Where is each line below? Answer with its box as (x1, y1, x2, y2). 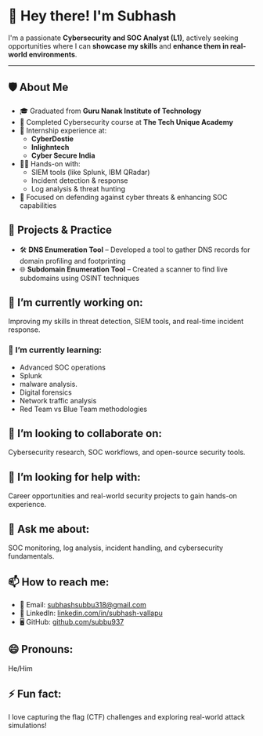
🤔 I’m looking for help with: (8, 470, 141, 483)
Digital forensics (19, 388, 72, 397)
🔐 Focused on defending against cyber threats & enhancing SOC (19, 192, 228, 202)
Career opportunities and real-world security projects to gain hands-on (8, 491, 237, 501)
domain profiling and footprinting (19, 256, 126, 265)
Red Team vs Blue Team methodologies (19, 404, 147, 414)
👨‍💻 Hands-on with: (19, 158, 81, 168)
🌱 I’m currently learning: (8, 344, 102, 355)
